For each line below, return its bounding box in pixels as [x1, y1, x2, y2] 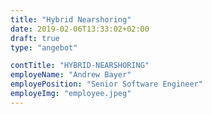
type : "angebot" [10, 42, 78, 53]
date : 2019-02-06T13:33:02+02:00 [10, 24, 150, 34]
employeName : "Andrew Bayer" [10, 70, 132, 80]
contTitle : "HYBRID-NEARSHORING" [10, 61, 150, 71]
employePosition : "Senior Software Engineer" [10, 79, 203, 90]
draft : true [10, 33, 60, 43]
